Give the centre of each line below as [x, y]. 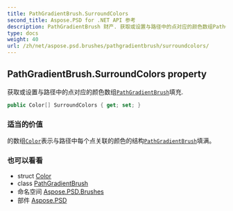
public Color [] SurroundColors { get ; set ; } [74, 105]
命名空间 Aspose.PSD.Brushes [60, 192]
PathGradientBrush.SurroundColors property [107, 74]
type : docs [23, 33]
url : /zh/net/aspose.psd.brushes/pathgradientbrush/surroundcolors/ [108, 46]
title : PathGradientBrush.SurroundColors [68, 14]
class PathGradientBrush [53, 183]
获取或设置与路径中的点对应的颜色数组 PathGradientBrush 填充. [95, 92]
